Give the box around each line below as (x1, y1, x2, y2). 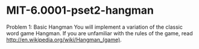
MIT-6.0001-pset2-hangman (6, 4, 154, 17)
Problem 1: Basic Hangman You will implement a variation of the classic (6, 23, 183, 30)
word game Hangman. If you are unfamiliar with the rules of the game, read (6, 29, 193, 36)
